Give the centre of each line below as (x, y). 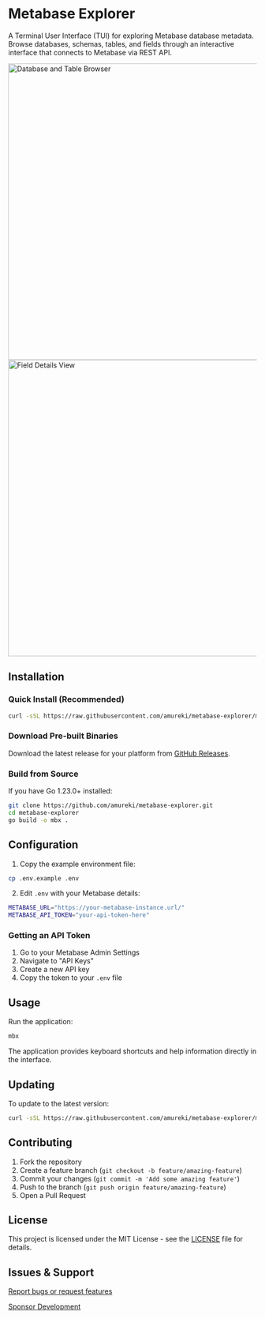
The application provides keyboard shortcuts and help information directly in (132, 1051)
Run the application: (41, 1022)
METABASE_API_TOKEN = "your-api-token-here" (79, 915)
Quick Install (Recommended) (66, 699)
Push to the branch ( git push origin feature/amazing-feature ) (123, 1187)
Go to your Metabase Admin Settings (80, 952)
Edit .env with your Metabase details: (80, 893)
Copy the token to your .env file (71, 978)
